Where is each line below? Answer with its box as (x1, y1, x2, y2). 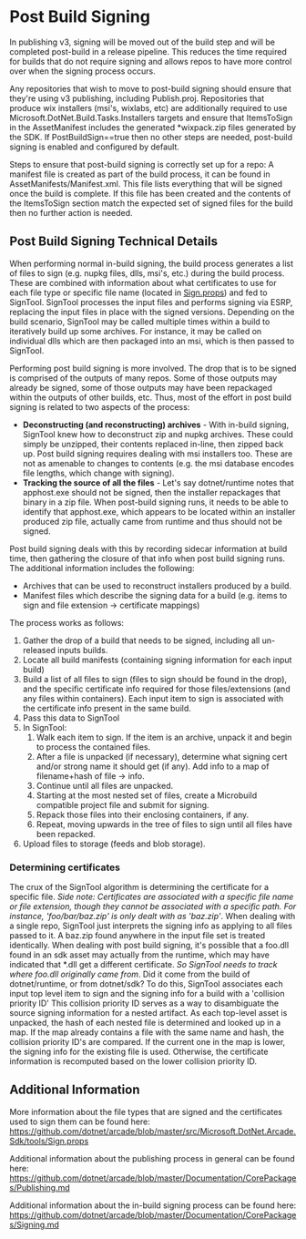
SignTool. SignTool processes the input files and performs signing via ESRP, (9, 296, 293, 307)
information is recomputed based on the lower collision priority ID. (9, 1056, 258, 1067)
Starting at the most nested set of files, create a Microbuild (36, 790, 258, 801)
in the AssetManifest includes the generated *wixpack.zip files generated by (9, 121, 296, 133)
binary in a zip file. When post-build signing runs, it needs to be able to (22, 497, 289, 507)
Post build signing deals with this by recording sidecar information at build (9, 543, 288, 554)
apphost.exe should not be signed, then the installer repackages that (22, 486, 280, 497)
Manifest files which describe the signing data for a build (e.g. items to (22, 589, 288, 600)
